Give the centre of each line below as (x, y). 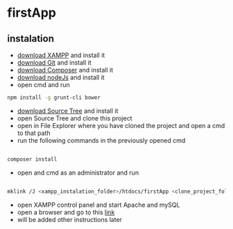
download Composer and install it (65, 70)
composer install (32, 159)
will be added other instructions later (70, 219)
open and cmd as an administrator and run (78, 173)
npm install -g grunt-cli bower (54, 97)
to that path (34, 133)
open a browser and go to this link (66, 212)
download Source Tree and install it (68, 111)
